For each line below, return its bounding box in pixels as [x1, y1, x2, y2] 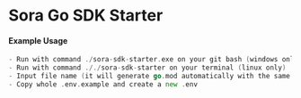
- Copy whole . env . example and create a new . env [8, 80, 199, 89]
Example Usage [8, 35, 68, 45]
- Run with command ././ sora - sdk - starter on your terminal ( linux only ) [8, 63, 287, 72]
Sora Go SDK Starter [8, 5, 164, 26]
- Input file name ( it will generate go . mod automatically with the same [8, 72, 291, 81]
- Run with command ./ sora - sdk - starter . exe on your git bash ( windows [8, 55, 279, 64]
